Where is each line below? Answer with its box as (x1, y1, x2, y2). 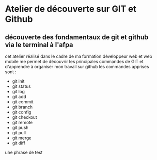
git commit (12, 99, 34, 105)
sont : (5, 69, 16, 75)
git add (12, 94, 27, 99)
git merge (12, 135, 31, 141)
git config (12, 109, 31, 115)
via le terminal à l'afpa (5, 40, 74, 49)
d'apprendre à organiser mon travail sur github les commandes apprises (5, 64, 149, 69)
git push (12, 125, 29, 130)
